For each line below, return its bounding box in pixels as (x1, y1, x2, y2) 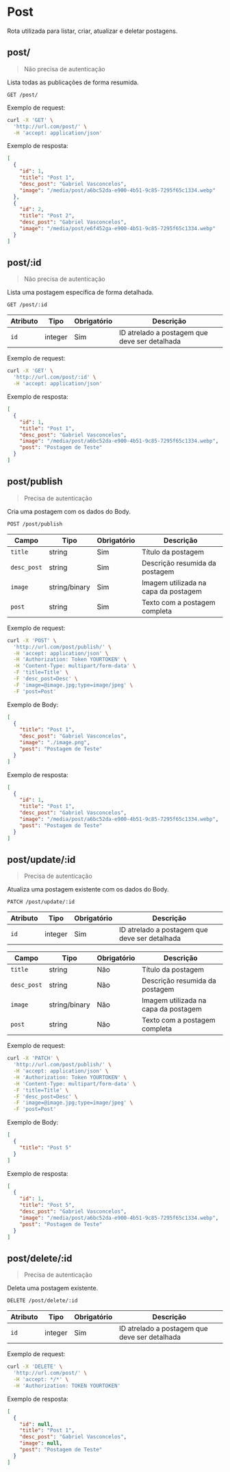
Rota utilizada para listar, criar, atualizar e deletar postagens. (7, 27, 178, 35)
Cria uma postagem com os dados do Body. (7, 507, 131, 515)
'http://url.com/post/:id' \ (13, 374, 97, 381)
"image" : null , (19, 1440, 63, 1447)
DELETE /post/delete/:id (7, 1297, 78, 1304)
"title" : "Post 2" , (19, 212, 75, 219)
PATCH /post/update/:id (7, 898, 75, 905)
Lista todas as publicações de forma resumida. (7, 78, 139, 86)
